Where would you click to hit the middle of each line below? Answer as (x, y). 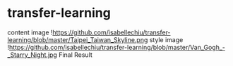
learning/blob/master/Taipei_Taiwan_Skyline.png (78, 39)
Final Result (76, 55)
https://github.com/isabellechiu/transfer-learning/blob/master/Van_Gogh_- (118, 47)
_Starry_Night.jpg (32, 55)
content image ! (30, 32)
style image (166, 39)
